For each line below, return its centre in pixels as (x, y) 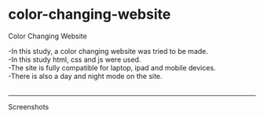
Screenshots (29, 106)
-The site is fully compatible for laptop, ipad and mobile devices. (112, 67)
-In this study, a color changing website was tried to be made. (108, 51)
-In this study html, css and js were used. (75, 59)
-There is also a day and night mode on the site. (85, 76)
